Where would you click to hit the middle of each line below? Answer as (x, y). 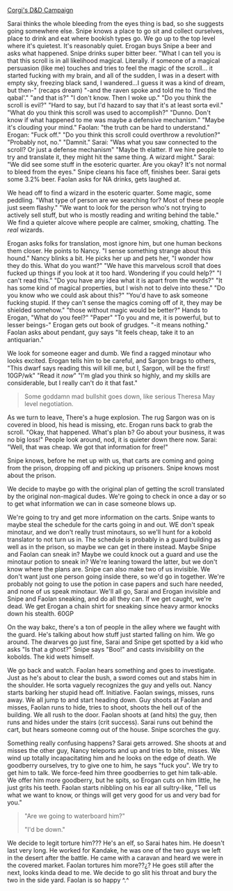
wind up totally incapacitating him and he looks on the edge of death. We (112, 758)
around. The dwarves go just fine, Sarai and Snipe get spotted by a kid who (115, 642)
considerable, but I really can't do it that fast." (72, 383)
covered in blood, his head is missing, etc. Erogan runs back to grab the (110, 425)
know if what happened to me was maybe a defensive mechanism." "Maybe (116, 120)
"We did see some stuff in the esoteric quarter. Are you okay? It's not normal (117, 164)
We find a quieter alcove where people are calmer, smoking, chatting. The (113, 222)
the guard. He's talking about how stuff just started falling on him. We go (111, 635)
